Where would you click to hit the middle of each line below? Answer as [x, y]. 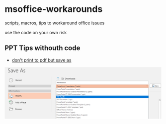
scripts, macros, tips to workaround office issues [55, 23]
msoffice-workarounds [54, 9]
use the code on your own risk [36, 32]
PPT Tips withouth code [42, 48]
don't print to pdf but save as [41, 60]
